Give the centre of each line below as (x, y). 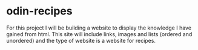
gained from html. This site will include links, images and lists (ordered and (99, 34)
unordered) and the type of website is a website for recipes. (81, 40)
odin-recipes (39, 11)
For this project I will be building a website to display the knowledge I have (99, 28)
